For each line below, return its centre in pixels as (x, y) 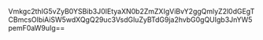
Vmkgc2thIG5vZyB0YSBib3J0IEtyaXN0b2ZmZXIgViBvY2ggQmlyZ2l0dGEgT (131, 11)
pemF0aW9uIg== (37, 28)
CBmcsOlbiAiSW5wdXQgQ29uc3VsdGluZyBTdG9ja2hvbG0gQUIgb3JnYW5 (130, 20)
